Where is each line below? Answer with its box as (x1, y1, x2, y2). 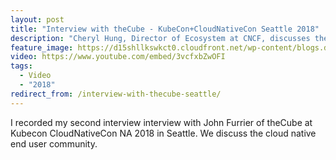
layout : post (10, 14, 65, 25)
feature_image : (10, 42, 74, 53)
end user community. (10, 137, 98, 150)
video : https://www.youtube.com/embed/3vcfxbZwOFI (10, 52, 226, 62)
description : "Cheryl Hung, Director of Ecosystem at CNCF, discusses (10, 33, 311, 43)
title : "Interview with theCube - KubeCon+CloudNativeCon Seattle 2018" (10, 24, 320, 34)
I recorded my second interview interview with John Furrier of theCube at (10, 116, 313, 128)
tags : (10, 61, 33, 71)
